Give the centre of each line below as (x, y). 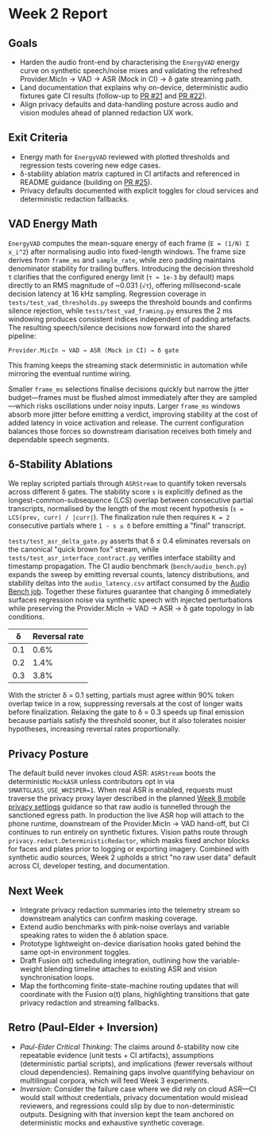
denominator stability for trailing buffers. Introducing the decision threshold (131, 268)
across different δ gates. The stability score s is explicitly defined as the (126, 492)
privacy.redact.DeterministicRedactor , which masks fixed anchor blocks (129, 841)
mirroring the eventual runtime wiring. (70, 373)
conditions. (27, 617)
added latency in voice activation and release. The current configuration (126, 422)
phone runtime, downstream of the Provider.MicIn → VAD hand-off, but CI (129, 824)
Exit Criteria (38, 138)
